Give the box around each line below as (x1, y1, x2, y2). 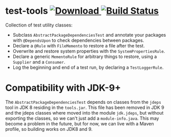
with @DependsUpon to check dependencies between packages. (12, 37, 144, 43)
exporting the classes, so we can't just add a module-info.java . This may (5, 115, 159, 121)
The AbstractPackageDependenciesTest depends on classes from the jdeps (5, 99, 161, 105)
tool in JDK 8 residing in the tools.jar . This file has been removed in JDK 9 (5, 104, 165, 111)
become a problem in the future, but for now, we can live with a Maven (5, 120, 154, 127)
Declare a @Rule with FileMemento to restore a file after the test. (12, 42, 145, 48)
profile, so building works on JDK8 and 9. (5, 126, 93, 132)
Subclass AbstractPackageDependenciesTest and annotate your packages (12, 32, 166, 38)
